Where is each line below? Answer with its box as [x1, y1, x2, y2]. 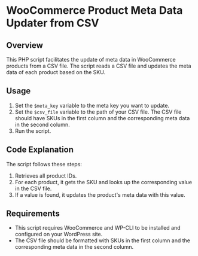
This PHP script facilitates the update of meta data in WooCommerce [6, 56, 176, 63]
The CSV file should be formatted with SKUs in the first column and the [14, 237, 190, 244]
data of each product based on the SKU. [6, 69, 106, 75]
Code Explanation [6, 145, 74, 155]
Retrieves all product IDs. [14, 172, 77, 179]
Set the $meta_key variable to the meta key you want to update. [14, 102, 169, 109]
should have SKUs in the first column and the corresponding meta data [14, 114, 190, 121]
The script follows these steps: [6, 160, 83, 167]
